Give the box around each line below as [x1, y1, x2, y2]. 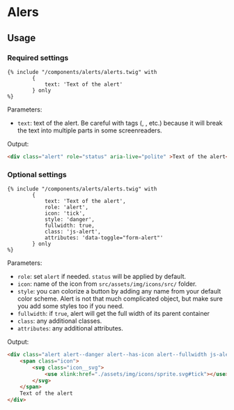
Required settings [7, 53, 69, 63]
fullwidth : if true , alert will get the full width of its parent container [17, 310, 210, 318]
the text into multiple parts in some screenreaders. [17, 126, 162, 135]
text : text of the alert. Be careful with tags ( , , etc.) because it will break [17, 119, 223, 127]
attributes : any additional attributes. [17, 324, 124, 333]
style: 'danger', [44, 216, 95, 223]
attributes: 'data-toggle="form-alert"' [44, 234, 164, 241]
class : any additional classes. [17, 317, 102, 325]
